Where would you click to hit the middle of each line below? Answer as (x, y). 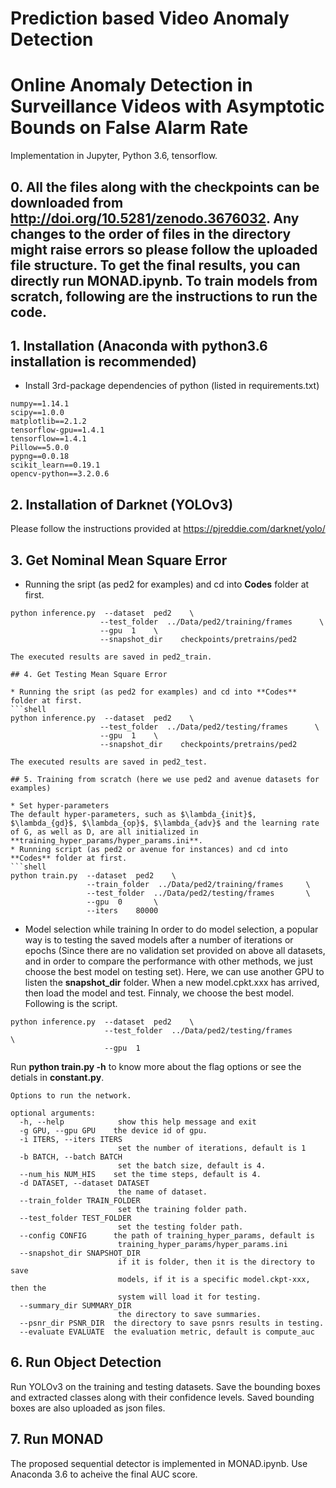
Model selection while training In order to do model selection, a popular (171, 929)
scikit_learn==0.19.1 (55, 465)
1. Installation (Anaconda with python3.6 (139, 345)
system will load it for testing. (189, 1297)
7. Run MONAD (57, 1439)
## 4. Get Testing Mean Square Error (89, 674)
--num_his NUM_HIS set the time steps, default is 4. (140, 1174)
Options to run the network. (71, 1095)
